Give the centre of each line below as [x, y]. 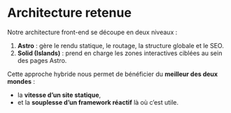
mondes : [21, 81]
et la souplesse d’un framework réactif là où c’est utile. [98, 102]
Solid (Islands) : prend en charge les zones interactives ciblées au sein [120, 53]
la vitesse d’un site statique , [59, 95]
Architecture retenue [69, 13]
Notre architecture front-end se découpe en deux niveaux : [92, 32]
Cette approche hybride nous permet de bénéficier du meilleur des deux [113, 74]
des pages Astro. [42, 60]
